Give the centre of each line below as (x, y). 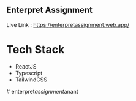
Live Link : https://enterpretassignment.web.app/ (68, 24)
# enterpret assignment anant (42, 91)
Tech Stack (36, 50)
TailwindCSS (31, 80)
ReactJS (26, 66)
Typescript (29, 73)
